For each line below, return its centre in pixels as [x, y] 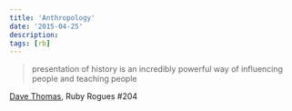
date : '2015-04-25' [46, 26]
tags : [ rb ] [30, 43]
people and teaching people [84, 79]
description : [34, 35]
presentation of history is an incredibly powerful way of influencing [157, 69]
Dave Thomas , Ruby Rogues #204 [74, 96]
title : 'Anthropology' [52, 18]
